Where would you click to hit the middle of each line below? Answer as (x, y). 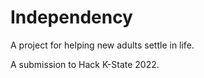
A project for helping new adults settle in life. (102, 45)
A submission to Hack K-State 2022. (85, 64)
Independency (71, 17)
